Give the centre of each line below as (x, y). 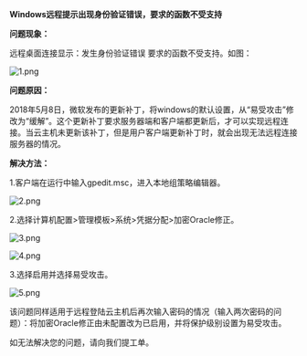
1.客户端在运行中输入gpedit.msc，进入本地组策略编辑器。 (117, 183)
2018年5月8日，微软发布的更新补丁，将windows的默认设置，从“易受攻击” (148, 110)
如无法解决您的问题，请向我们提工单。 (81, 342)
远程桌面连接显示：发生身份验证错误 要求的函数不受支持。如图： (131, 53)
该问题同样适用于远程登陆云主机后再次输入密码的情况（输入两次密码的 (142, 311)
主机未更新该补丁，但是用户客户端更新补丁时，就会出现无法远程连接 (169, 132)
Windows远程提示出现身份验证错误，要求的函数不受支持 (116, 14)
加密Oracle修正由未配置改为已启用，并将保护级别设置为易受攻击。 (162, 323)
